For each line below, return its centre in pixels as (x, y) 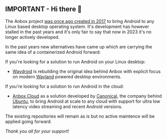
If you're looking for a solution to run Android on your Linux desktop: (75, 62)
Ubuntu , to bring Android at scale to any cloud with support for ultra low (86, 101)
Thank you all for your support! (37, 131)
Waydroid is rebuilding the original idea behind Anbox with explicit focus (86, 71)
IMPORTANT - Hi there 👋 (44, 9)
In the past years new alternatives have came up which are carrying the (79, 47)
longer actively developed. (32, 37)
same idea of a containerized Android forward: (53, 52)
